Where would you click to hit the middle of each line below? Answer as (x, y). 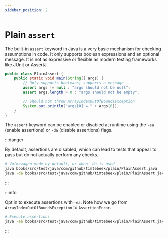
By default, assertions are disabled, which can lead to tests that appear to (81, 150)
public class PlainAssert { (34, 74)
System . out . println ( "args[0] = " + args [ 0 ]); (71, 106)
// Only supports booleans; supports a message (73, 83)
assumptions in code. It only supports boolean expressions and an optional (82, 54)
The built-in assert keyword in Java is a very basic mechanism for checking (83, 49)
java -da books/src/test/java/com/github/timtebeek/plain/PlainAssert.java (86, 173)
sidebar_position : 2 (27, 10)
